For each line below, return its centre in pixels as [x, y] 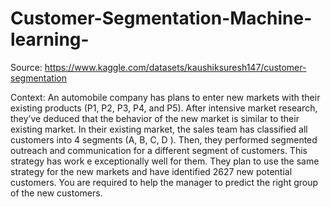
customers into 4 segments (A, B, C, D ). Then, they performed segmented [164, 139]
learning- [50, 39]
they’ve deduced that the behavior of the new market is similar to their [155, 118]
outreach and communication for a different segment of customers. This [159, 150]
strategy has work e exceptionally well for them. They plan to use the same [165, 161]
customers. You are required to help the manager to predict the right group [164, 182]
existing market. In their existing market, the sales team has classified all [159, 129]
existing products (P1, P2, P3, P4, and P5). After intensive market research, [164, 108]
